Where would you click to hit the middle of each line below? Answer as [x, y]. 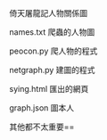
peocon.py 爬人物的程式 [53, 51]
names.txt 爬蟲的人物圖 [52, 32]
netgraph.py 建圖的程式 [52, 70]
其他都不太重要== [42, 127]
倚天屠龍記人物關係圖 [48, 13]
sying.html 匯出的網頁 [49, 89]
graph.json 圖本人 [41, 108]
